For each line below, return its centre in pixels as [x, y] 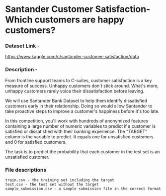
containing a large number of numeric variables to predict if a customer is [80, 126]
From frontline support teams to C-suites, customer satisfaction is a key [79, 80]
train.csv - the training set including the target [60, 180]
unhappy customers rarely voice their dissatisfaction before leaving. [75, 91]
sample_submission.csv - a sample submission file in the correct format [83, 189]
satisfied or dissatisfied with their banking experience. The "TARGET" [76, 131]
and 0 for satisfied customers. [36, 142]
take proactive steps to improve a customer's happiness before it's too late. [83, 111]
